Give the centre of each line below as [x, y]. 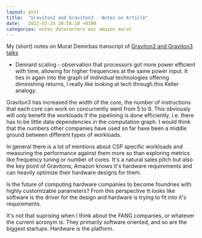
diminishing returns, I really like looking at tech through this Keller [97, 84]
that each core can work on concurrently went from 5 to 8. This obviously [99, 109]
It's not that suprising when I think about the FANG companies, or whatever [100, 216]
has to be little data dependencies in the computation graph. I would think [99, 122]
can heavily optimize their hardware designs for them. [74, 173]
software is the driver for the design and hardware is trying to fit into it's [96, 197]
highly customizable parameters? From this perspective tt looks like [91, 191]
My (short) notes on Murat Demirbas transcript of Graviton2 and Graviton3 [99, 46]
